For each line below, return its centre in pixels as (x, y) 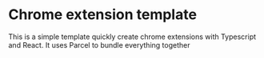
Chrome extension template (103, 15)
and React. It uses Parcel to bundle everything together (99, 44)
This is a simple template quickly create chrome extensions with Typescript (132, 37)
